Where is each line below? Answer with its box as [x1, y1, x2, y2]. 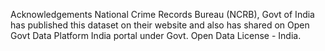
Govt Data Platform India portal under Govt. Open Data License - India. [10, 30, 302, 41]
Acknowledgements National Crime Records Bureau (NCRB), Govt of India [10, 9, 315, 20]
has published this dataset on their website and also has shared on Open [10, 19, 310, 31]
